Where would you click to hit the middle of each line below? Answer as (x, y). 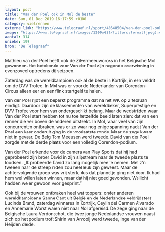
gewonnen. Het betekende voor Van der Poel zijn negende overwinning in (80, 66)
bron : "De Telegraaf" (27, 46)
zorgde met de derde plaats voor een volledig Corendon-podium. (71, 142)
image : (12, 33)
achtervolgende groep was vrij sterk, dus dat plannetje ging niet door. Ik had (82, 172)
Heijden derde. (20, 224)
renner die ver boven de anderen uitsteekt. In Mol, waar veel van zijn (74, 121)
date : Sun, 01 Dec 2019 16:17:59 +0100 (46, 19)
